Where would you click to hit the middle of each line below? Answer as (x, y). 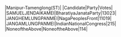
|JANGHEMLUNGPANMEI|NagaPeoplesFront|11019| (58, 18)
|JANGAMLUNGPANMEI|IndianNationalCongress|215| (61, 23)
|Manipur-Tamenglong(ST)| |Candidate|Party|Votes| (59, 8)
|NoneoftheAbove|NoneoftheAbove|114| (46, 29)
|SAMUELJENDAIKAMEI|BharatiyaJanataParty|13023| (61, 13)
